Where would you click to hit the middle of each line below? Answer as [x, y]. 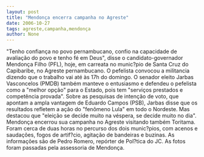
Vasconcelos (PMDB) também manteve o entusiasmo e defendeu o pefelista [102, 84]
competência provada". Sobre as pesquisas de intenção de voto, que [93, 97]
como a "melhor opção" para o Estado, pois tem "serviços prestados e [95, 90]
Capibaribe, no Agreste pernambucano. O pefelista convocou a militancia [98, 71]
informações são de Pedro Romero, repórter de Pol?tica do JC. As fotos [96, 141]
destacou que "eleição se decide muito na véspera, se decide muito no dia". [101, 116]
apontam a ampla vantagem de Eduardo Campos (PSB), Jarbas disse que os [102, 103]
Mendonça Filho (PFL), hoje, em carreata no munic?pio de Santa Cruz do [97, 65]
